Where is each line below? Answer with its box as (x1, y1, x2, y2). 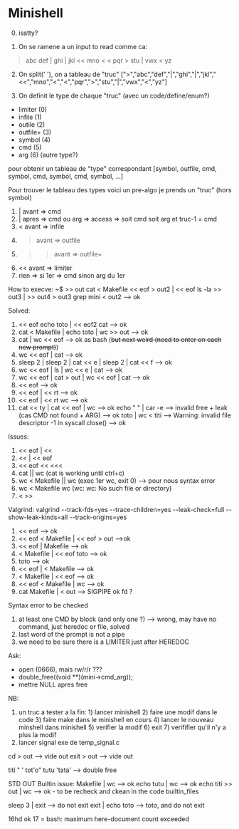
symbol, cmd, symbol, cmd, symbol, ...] (8, 172, 124, 180)
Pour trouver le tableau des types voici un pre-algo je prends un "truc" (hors (8, 185, 232, 194)
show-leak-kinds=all (8, 513, 68, 521)
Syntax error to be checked (8, 600, 88, 610)
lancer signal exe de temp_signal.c (18, 738, 120, 746)
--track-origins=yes (69, 513, 127, 521)
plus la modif (18, 730, 57, 739)
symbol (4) (18, 135, 51, 144)
